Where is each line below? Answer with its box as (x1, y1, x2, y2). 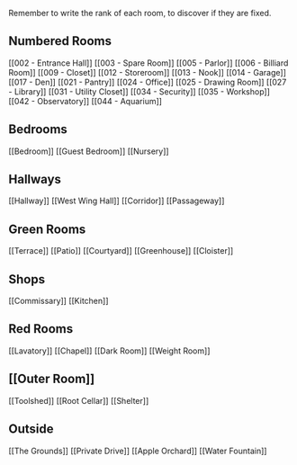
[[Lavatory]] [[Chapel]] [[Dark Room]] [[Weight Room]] (8, 345, 211, 356)
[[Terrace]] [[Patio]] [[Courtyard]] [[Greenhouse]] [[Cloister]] (8, 246, 234, 256)
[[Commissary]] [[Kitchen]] (8, 296, 109, 307)
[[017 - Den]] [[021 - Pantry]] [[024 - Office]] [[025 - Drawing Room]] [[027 (8, 76, 287, 87)
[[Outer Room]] (8, 371, 95, 387)
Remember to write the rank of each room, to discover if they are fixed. (8, 8, 272, 18)
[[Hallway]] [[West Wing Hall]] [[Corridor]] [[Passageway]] (8, 195, 225, 206)
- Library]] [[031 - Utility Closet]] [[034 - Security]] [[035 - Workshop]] (8, 85, 271, 97)
